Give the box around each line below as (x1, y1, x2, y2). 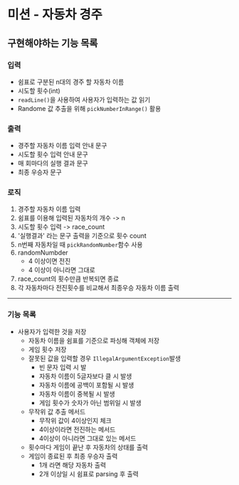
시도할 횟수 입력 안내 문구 (17, 150, 89, 159)
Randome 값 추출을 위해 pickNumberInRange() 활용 (17, 104, 161, 112)
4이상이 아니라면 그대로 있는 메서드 (38, 434, 137, 442)
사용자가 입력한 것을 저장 (17, 327, 87, 336)
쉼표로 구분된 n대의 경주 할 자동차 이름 (17, 78, 124, 86)
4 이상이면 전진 (28, 257, 71, 265)
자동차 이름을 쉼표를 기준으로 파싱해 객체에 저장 (28, 336, 160, 345)
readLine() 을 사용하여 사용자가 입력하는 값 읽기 (17, 95, 151, 104)
